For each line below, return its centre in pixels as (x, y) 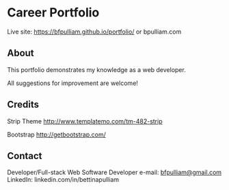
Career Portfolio (53, 13)
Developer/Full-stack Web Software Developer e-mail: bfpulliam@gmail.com (114, 172)
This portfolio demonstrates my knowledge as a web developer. (96, 69)
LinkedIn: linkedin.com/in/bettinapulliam (63, 180)
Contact (25, 156)
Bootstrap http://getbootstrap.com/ (56, 134)
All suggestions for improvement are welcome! (73, 83)
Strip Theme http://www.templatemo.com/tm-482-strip (85, 121)
